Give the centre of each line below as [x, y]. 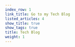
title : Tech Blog [22, 32]
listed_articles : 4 [25, 19]
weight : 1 [15, 37]
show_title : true [22, 23]
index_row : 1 [18, 10]
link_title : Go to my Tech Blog [37, 14]
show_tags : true [21, 28]
